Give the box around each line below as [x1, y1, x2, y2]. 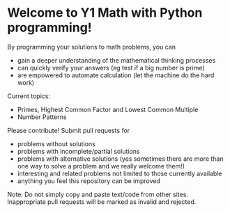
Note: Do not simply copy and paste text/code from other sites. [7, 190, 188, 198]
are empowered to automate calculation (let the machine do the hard [17, 71, 215, 79]
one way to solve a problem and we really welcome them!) [17, 161, 185, 170]
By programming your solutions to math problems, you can [7, 42, 176, 51]
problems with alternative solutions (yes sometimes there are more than [17, 155, 224, 163]
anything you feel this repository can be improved [17, 176, 160, 185]
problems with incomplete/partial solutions [17, 147, 140, 155]
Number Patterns [17, 113, 67, 121]
